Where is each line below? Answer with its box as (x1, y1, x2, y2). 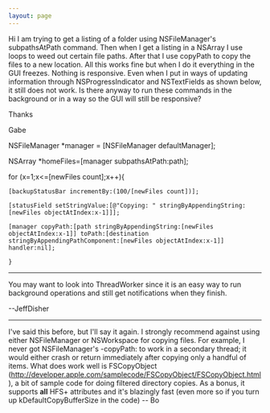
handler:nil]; (8, 243, 56, 252)
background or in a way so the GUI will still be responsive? (8, 93, 202, 103)
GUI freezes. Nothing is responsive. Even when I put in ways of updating (8, 68, 248, 77)
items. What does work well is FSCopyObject (8, 361, 157, 370)
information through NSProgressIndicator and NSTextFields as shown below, (8, 76, 262, 86)
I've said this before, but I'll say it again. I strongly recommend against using (8, 327, 260, 337)
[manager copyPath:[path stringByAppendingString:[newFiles (8, 222, 215, 230)
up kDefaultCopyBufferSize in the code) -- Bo (8, 395, 160, 405)
